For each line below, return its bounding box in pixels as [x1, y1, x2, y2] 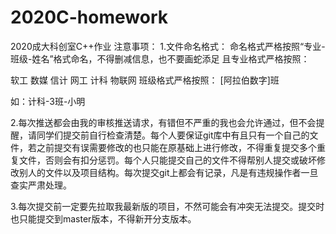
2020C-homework [10, 6, 168, 29]
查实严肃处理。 [10, 179, 72, 191]
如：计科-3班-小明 [10, 95, 86, 107]
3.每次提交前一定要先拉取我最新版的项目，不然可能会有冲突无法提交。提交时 [10, 200, 325, 212]
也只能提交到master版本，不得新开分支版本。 [10, 212, 197, 225]
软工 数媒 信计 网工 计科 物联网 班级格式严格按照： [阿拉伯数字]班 [10, 74, 280, 86]
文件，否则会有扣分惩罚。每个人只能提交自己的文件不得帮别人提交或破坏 [18, 154, 317, 166]
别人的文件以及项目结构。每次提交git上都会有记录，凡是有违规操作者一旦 [18, 166, 319, 178]
